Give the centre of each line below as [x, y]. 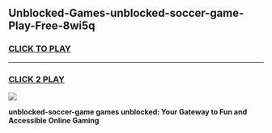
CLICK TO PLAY [40, 49]
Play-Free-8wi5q [52, 26]
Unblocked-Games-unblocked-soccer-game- [126, 13]
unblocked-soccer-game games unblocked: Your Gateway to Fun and [128, 111]
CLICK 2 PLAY [36, 79]
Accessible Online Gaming [54, 120]
